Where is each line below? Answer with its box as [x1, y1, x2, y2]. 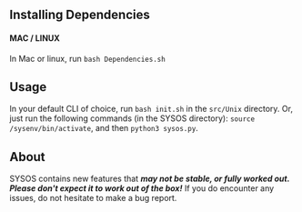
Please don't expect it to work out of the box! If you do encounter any [9, 183, 275, 194]
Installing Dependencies [9, 7, 150, 23]
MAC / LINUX [9, 32, 61, 44]
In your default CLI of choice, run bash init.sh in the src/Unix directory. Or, [9, 104, 294, 115]
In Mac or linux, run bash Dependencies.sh [9, 53, 166, 64]
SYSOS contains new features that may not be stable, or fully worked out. [9, 173, 290, 185]
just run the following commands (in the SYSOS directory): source [9, 113, 256, 124]
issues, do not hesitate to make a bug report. [9, 193, 177, 204]
